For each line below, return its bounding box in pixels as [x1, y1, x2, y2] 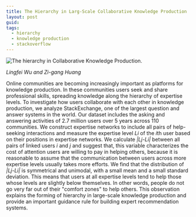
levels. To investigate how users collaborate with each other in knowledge [6, 98, 184, 105]
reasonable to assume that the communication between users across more [6, 154, 187, 161]
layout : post [6, 14, 38, 20]
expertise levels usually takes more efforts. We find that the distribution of [6, 160, 184, 167]
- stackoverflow [11, 42, 51, 47]
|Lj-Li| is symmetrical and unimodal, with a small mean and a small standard [6, 167, 188, 174]
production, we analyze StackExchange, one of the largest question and [6, 105, 180, 112]
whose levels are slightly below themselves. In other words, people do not [6, 179, 184, 186]
